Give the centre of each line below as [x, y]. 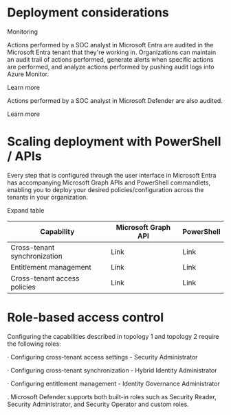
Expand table [26, 210]
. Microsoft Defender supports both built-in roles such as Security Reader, [112, 396]
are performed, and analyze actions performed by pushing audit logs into [111, 67]
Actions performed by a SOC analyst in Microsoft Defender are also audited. [115, 100]
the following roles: [34, 344]
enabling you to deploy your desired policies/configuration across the [106, 189]
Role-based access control [86, 318]
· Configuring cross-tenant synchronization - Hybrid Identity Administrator [112, 370]
